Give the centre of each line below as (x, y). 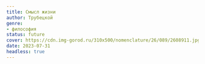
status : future (26, 35)
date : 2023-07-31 (28, 46)
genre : (15, 23)
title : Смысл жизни (31, 12)
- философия (21, 29)
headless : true (26, 52)
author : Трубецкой (30, 18)
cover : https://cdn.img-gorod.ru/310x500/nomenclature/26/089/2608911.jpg (103, 40)
